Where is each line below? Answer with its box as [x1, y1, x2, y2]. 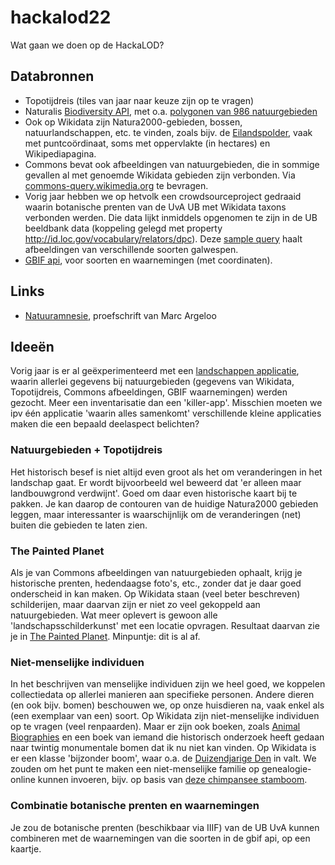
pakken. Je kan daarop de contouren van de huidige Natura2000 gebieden [10, 497, 319, 510]
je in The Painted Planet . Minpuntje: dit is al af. [10, 630, 201, 642]
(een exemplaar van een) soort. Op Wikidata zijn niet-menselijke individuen [10, 710, 320, 722]
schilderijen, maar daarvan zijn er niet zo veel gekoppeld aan [10, 598, 261, 610]
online [10, 774, 36, 786]
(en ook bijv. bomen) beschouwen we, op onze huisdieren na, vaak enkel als [10, 699, 325, 711]
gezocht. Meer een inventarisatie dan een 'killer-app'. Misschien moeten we [10, 397, 323, 409]
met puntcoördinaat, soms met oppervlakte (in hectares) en [24, 137, 271, 149]
